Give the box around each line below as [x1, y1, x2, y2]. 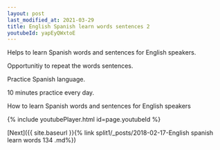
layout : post [7, 10, 45, 17]
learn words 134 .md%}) [7, 136, 76, 144]
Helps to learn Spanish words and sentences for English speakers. [7, 48, 196, 57]
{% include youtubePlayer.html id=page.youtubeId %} [7, 115, 161, 124]
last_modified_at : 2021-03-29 [7, 17, 95, 24]
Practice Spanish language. [7, 75, 85, 84]
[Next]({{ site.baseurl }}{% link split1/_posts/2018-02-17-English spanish [7, 129, 214, 137]
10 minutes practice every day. [7, 88, 95, 97]
